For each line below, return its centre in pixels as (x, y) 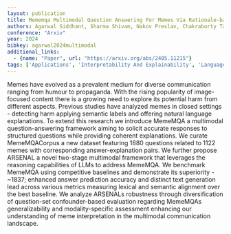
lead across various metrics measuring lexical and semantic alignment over (114, 187)
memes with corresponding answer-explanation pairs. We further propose (112, 150)
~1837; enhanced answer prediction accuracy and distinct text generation (112, 179)
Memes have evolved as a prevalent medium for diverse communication (109, 84)
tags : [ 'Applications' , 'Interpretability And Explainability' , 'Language (117, 65)
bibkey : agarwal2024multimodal (52, 45)
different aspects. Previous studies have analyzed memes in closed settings (114, 106)
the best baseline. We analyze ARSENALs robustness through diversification (115, 194)
